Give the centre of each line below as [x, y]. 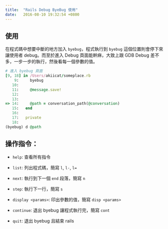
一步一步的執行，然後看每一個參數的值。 [56, 62]
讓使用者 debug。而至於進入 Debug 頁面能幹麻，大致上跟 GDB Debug [77, 55]
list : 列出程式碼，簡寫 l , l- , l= [45, 167]
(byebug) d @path [23, 127]
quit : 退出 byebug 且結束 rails [43, 220]
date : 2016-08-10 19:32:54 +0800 [42, 15]
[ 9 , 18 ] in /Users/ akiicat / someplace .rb [48, 76]
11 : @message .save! [37, 90]
